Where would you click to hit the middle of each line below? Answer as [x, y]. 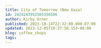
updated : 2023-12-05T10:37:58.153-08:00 [48, 28]
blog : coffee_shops [26, 33]
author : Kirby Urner [27, 19]
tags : [11, 38]
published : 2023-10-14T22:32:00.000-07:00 [50, 24]
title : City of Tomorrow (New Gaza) [44, 10]
